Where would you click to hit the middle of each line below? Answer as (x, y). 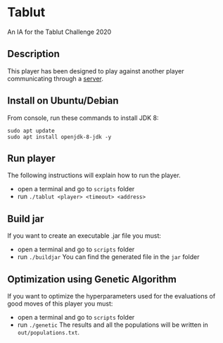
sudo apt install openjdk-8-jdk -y (59, 137)
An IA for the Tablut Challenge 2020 (59, 32)
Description (33, 54)
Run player (31, 158)
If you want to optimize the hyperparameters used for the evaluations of (111, 296)
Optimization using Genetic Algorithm (92, 279)
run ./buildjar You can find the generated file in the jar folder (108, 257)
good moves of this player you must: (60, 303)
